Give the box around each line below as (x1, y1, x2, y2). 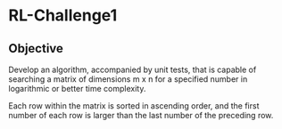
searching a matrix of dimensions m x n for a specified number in (8, 74, 248, 85)
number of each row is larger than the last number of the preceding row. (8, 110, 274, 120)
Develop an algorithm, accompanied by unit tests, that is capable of (8, 64, 257, 75)
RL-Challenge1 (8, 5, 118, 26)
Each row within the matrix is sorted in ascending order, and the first (8, 101, 260, 111)
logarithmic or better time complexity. (8, 84, 146, 93)
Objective (8, 41, 64, 56)
